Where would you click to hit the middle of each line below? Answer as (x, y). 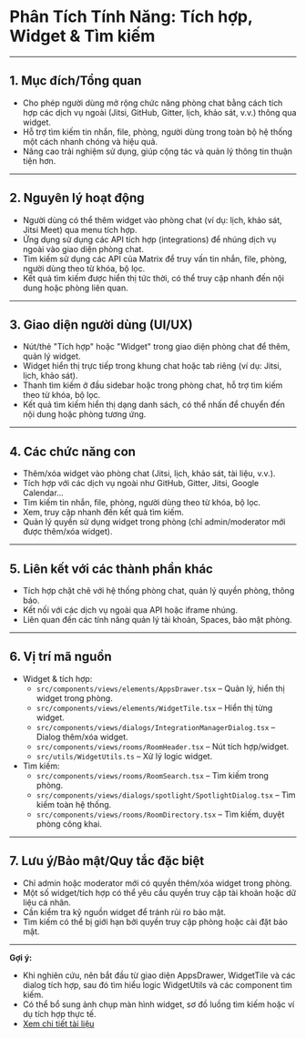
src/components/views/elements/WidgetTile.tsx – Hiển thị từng (154, 707)
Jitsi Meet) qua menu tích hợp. (80, 229)
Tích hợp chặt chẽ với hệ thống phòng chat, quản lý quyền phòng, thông (158, 590)
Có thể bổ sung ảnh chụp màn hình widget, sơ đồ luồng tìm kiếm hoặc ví (158, 1004)
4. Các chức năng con (73, 451)
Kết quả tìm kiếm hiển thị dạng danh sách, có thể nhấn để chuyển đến (153, 405)
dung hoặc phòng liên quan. (76, 288)
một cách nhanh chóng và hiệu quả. (90, 141)
